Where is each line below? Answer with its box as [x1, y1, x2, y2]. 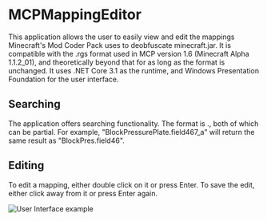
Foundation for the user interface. [8, 74, 119, 84]
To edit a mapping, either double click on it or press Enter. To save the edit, [8, 180, 255, 189]
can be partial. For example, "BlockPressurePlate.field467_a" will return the [8, 127, 255, 136]
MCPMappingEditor [8, 6, 142, 24]
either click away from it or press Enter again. [8, 188, 158, 198]
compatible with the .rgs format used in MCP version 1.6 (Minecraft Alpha [8, 49, 249, 58]
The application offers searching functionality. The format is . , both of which [8, 118, 259, 128]
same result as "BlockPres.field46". [8, 136, 126, 145]
